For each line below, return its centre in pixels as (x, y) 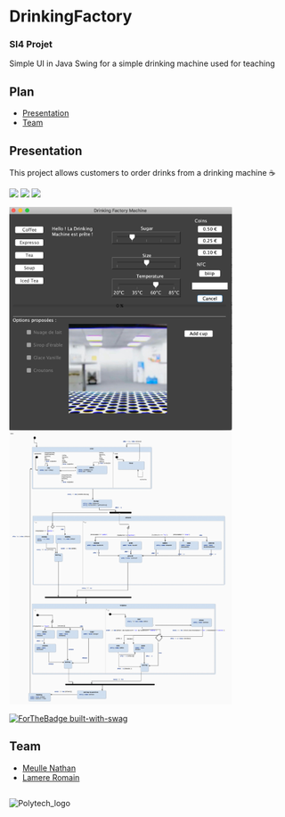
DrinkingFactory (71, 17)
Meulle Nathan (49, 768)
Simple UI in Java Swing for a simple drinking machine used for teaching (142, 63)
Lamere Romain (51, 777)
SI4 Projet (31, 45)
